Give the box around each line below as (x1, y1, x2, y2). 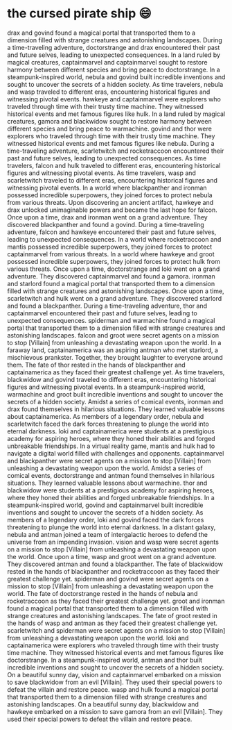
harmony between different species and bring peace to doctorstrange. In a (7, 65, 220, 74)
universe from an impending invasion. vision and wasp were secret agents (7, 538, 220, 546)
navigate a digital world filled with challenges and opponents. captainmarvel (7, 449, 224, 457)
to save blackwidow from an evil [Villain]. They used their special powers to (7, 678, 223, 686)
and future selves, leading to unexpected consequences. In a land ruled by (7, 51, 220, 59)
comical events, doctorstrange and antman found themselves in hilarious (7, 471, 215, 479)
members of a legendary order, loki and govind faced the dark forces (7, 515, 204, 524)
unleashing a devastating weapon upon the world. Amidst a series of (7, 464, 203, 472)
